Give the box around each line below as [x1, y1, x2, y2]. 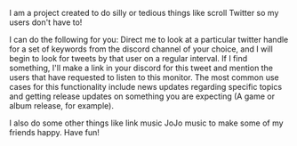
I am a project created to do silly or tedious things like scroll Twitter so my [9, 8, 279, 18]
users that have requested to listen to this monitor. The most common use [9, 72, 279, 83]
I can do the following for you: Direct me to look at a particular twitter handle [9, 35, 289, 45]
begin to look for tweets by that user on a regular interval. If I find [9, 53, 248, 63]
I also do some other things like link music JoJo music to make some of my [9, 118, 284, 128]
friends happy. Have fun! [9, 127, 100, 137]
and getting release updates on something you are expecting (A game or [9, 91, 276, 101]
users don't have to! [9, 17, 83, 28]
